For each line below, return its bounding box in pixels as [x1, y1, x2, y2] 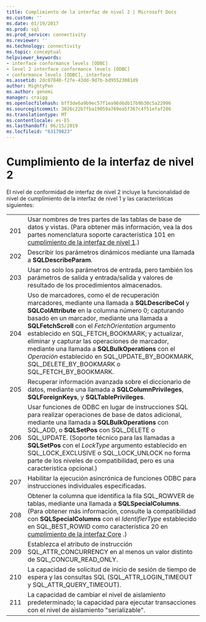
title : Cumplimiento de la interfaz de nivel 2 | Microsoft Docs [6, 9, 177, 15]
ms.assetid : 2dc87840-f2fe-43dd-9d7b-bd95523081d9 [6, 77, 139, 83]
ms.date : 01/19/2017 [6, 20, 59, 26]
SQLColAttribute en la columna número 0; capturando [27, 306, 184, 314]
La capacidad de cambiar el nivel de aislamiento [27, 590, 166, 599]
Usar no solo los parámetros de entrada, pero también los [27, 265, 193, 274]
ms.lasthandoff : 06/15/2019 [6, 123, 78, 129]
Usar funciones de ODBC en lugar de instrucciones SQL [27, 403, 188, 411]
